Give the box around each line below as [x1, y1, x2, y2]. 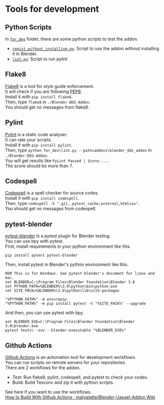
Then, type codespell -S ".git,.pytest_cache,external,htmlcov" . [5, 201, 140, 206]
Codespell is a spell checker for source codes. [5, 190, 99, 196]
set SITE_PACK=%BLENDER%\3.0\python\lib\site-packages [5, 289, 120, 293]
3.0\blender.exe [5, 323, 38, 329]
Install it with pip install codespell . [5, 195, 80, 201]
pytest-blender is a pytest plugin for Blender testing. [5, 233, 111, 239]
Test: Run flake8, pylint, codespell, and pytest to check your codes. [12, 375, 148, 380]
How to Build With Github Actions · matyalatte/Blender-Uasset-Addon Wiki [5, 394, 156, 400]
